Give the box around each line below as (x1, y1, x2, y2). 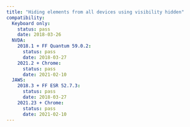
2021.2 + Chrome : (17, 60, 62, 66)
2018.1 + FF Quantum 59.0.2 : (17, 43, 92, 49)
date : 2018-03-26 (17, 32, 62, 38)
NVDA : (12, 37, 26, 43)
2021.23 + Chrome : (17, 100, 64, 106)
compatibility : (6, 15, 45, 21)
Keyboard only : (12, 20, 51, 26)
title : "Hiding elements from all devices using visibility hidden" (6, 9, 185, 15)
